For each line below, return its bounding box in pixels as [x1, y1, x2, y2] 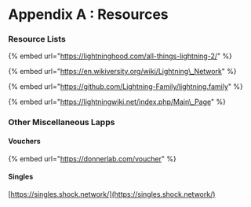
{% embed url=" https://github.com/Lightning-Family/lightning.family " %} [8, 82, 243, 91]
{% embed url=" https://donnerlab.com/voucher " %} [8, 153, 176, 163]
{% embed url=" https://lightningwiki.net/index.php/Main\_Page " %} [8, 97, 226, 107]
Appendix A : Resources [8, 6, 169, 24]
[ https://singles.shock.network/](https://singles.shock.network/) [8, 189, 216, 198]
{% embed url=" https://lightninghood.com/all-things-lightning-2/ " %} [8, 51, 233, 61]
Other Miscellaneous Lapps [8, 116, 115, 128]
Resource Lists [8, 34, 67, 45]
